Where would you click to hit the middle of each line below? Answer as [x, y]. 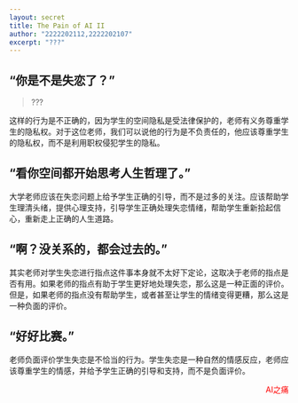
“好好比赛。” [42, 337]
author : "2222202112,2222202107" [71, 34]
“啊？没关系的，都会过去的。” [89, 249]
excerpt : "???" [37, 42]
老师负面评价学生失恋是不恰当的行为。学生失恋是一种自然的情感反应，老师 [145, 360]
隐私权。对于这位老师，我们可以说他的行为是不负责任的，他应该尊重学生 [157, 132]
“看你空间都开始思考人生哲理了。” [100, 174]
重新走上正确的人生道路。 [71, 218]
